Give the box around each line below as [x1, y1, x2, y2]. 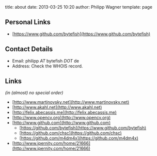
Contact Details [5, 45, 53, 53]
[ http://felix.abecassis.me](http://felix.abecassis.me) [12, 109, 117, 115]
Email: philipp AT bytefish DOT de [12, 58, 79, 63]
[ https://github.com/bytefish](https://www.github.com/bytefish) [19, 125, 146, 131]
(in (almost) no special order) [5, 90, 63, 96]
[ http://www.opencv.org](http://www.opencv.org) [12, 115, 111, 121]
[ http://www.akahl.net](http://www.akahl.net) [12, 104, 102, 110]
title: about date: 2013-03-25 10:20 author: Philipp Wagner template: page [5, 4, 153, 10]
